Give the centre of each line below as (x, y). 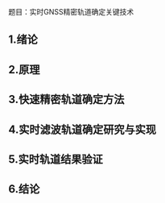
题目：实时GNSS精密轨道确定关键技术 (71, 12)
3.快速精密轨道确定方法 (66, 99)
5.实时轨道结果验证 (56, 159)
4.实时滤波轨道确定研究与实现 (82, 129)
